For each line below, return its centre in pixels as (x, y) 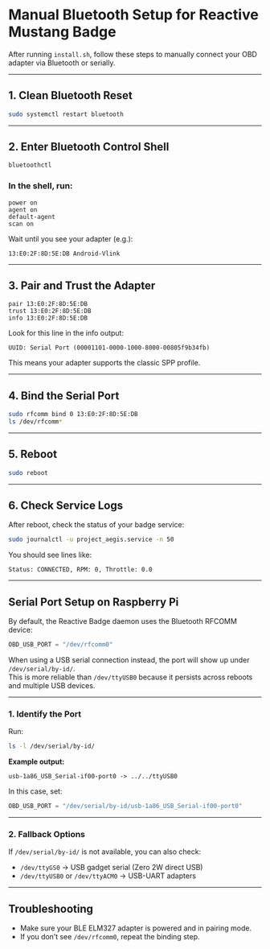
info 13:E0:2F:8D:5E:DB (48, 318)
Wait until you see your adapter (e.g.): (71, 238)
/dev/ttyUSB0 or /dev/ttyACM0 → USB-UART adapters (108, 876)
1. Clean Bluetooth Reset (70, 95)
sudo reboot (28, 472)
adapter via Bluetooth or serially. (62, 63)
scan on (21, 224)
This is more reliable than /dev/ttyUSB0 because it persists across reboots (131, 677)
